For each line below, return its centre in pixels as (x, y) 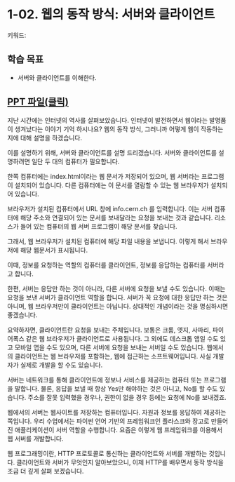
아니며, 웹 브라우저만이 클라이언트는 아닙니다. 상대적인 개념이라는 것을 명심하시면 (118, 306)
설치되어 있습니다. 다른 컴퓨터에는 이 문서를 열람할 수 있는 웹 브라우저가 (112, 185)
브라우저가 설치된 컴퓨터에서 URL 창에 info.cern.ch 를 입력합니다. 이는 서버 (110, 208)
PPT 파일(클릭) (38, 102)
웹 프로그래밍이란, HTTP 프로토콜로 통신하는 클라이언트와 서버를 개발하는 (107, 453)
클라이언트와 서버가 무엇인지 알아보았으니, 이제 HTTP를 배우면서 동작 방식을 (120, 462)
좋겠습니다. (22, 315)
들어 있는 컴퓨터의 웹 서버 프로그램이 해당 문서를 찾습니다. (99, 226)
